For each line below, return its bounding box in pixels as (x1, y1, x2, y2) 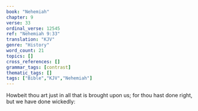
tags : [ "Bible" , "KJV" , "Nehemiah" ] (6, 75, 93, 81)
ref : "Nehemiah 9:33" (6, 31, 61, 37)
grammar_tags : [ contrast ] (6, 64, 71, 70)
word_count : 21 (6, 48, 44, 54)
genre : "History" (6, 42, 50, 48)
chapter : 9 (6, 14, 34, 20)
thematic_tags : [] (6, 70, 52, 76)
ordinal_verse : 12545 (6, 25, 61, 32)
